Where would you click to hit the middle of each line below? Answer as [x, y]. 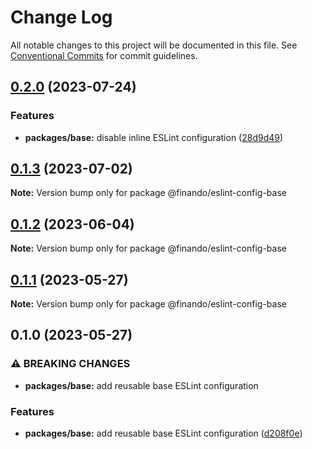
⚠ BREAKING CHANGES [70, 364]
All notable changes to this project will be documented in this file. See [154, 45]
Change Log [61, 17]
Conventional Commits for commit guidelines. [104, 55]
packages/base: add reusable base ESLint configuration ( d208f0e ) [163, 433]
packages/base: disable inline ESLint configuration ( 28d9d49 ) [154, 137]
